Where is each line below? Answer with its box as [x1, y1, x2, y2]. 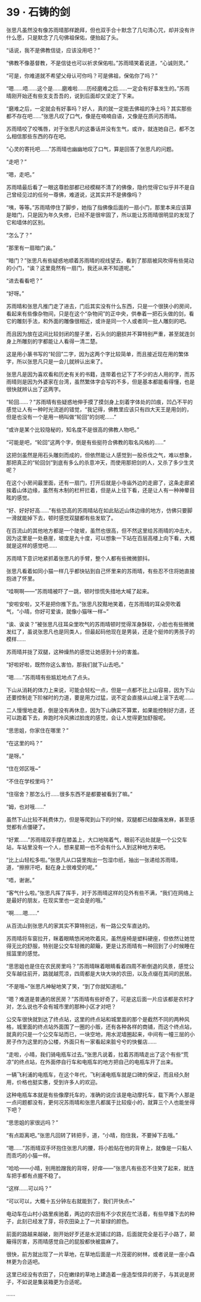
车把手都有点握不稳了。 [6, 1172, 64, 1179]
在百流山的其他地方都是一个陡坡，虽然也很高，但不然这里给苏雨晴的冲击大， [6, 527, 195, 534]
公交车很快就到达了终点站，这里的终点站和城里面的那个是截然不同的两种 [6, 1015, 184, 1022]
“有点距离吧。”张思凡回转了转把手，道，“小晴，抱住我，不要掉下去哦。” [6, 1131, 178, 1139]
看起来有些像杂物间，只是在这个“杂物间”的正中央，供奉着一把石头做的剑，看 [6, 309, 194, 317]
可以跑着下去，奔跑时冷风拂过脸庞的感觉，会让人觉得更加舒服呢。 [6, 714, 169, 721]
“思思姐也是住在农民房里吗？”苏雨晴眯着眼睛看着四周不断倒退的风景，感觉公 [6, 962, 194, 970]
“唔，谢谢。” [6, 876, 35, 884]
